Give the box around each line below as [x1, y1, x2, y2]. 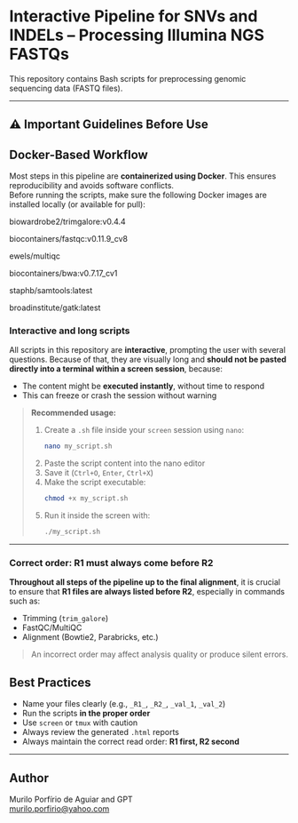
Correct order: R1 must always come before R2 [9, 556, 214, 569]
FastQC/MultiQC [21, 622, 82, 633]
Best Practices [9, 675, 91, 690]
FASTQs [9, 44, 69, 64]
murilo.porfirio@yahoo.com [9, 803, 110, 814]
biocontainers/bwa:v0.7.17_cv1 [9, 268, 118, 279]
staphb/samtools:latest [9, 285, 93, 296]
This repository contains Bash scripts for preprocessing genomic [9, 73, 247, 84]
